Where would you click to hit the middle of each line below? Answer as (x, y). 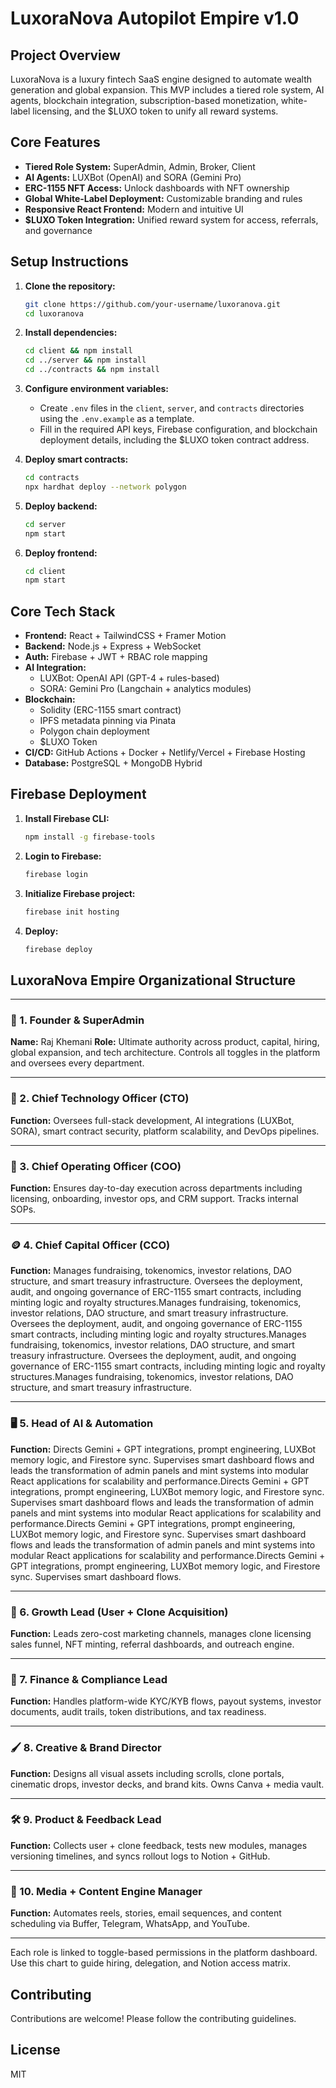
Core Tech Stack (63, 611)
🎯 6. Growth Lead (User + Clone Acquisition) (119, 1612)
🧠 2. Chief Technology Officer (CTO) (100, 1099)
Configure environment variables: (96, 388)
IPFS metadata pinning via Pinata (108, 721)
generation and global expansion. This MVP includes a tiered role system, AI (167, 90)
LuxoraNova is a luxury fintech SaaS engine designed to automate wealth (161, 79)
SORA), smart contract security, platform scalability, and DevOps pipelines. (165, 1131)
